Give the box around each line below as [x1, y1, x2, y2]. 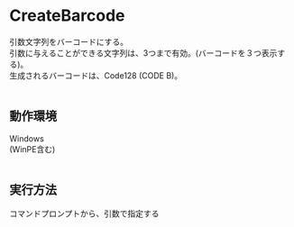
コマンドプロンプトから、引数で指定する [9, 208, 160, 219]
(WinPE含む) [9, 143, 56, 154]
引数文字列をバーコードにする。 [9, 36, 129, 47]
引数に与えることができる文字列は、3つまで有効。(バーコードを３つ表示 [9, 47, 278, 59]
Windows [9, 132, 45, 144]
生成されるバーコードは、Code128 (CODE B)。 [9, 69, 183, 81]
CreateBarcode [9, 5, 125, 26]
